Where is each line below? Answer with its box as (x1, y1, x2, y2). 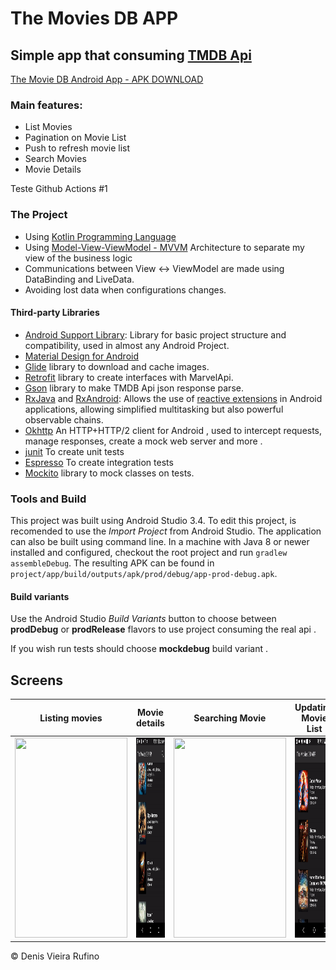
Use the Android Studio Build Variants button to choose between (10, 613, 277, 625)
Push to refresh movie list (24, 142, 131, 154)
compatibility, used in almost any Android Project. (24, 339, 230, 351)
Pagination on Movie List (24, 132, 127, 144)
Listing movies (39, 712, 103, 724)
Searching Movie (193, 712, 267, 724)
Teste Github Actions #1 (10, 183, 108, 195)
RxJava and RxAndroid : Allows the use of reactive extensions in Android (24, 392, 323, 404)
